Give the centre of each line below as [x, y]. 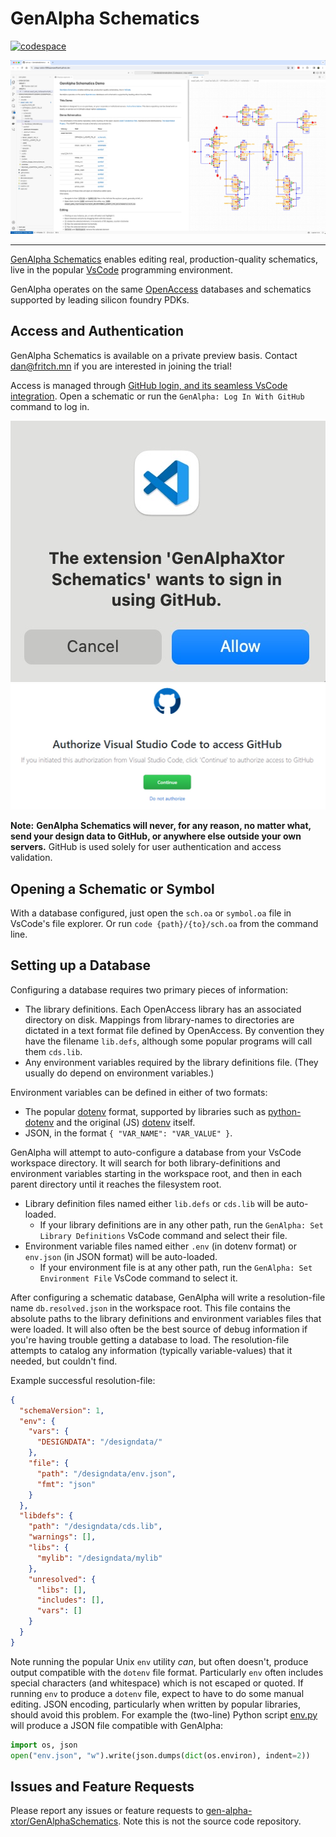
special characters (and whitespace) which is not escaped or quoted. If [157, 1683]
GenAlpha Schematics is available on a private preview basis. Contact [154, 355]
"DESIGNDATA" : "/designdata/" [99, 1442]
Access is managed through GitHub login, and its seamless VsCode [149, 385]
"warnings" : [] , [62, 1537]
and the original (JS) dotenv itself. [126, 1122]
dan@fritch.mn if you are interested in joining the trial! [121, 366]
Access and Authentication [97, 331]
